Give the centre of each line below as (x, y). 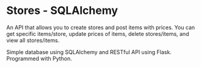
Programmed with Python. (39, 58)
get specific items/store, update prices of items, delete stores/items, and (98, 33)
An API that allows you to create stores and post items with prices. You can (101, 27)
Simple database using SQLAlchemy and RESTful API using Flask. (89, 52)
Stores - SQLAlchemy (62, 11)
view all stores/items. (33, 40)
